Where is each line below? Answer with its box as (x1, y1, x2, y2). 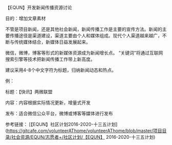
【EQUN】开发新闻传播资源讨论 (5, 5, 73, 10)
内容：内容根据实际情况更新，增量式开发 (5, 100, 91, 106)
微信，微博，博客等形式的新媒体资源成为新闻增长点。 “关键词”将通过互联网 (5, 50, 163, 56)
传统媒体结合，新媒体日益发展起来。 (14, 39, 91, 45)
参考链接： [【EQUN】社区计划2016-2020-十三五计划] (5, 122, 118, 127)
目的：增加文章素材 (5, 15, 46, 21)
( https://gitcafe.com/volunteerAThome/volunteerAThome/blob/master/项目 (5, 128, 162, 134)
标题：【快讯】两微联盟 (5, 89, 53, 94)
